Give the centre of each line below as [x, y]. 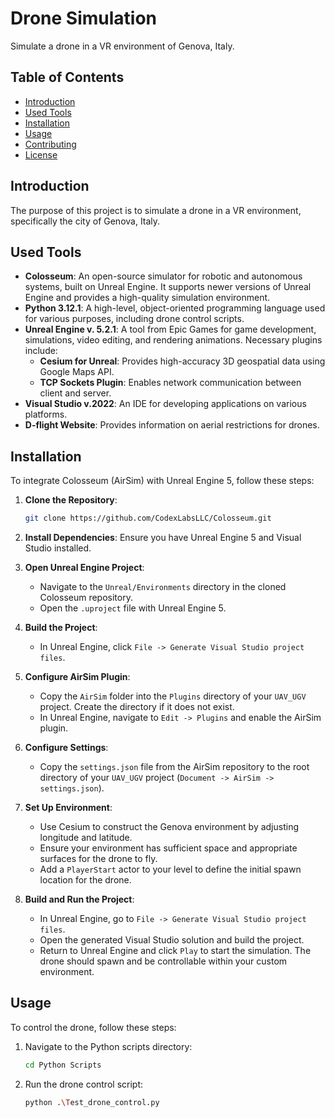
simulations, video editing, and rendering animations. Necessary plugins [173, 340]
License [41, 154]
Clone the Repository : [71, 500]
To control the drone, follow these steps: [93, 1027]
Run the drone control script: [84, 1084]
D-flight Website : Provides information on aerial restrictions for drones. [172, 425]
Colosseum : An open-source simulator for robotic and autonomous [163, 276]
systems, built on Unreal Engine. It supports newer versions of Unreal [168, 287]
